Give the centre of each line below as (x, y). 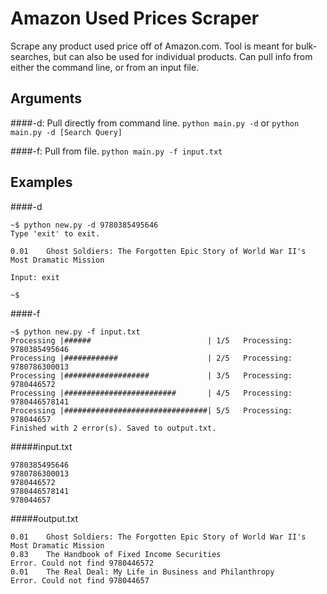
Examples (41, 182)
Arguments (46, 98)
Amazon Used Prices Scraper (135, 18)
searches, (31, 56)
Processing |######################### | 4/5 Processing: (151, 393)
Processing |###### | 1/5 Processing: (151, 340)
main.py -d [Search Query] (66, 132)
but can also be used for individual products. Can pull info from (183, 56)
